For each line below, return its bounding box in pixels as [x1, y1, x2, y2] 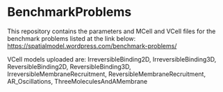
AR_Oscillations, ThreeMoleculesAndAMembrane [7, 77, 148, 85]
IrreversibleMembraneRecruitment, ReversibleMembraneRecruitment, [7, 70, 206, 78]
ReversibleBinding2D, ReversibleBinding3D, [7, 62, 131, 71]
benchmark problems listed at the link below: [7, 34, 136, 42]
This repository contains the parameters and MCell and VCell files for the [7, 27, 216, 35]
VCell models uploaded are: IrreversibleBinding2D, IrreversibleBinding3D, [7, 55, 217, 63]
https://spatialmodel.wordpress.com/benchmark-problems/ [7, 42, 177, 50]
